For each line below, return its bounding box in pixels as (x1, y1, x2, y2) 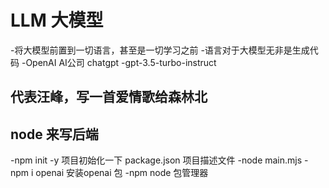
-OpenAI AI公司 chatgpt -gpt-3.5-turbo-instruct (21, 56, 217, 68)
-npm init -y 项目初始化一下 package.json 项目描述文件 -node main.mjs (10, 154, 303, 166)
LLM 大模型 (10, 9, 104, 32)
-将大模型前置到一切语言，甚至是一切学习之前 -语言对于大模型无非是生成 (10, 44, 310, 56)
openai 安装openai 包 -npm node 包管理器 (35, 167, 209, 179)
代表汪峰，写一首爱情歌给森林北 (10, 89, 208, 106)
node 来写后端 (10, 126, 99, 143)
